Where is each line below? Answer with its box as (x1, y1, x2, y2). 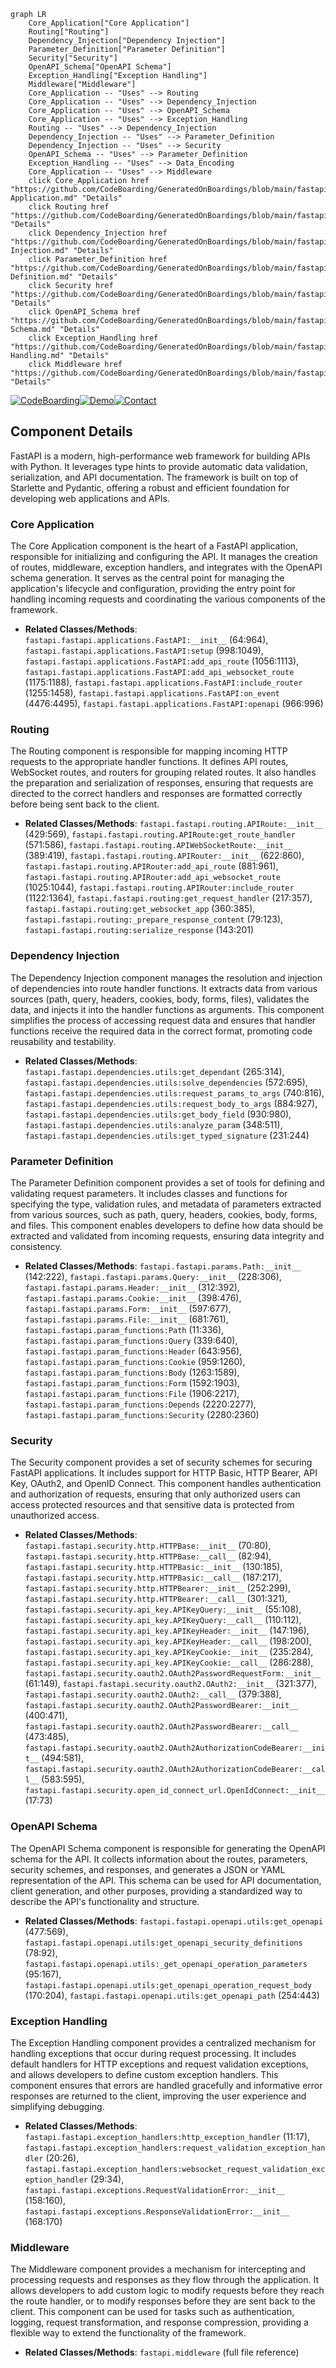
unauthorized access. (10, 1510, 100, 1522)
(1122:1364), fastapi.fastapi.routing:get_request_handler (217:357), (24, 892, 313, 904)
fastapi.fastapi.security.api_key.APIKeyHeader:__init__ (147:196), (24, 1625, 310, 1637)
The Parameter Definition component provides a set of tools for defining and (10, 1177, 325, 1189)
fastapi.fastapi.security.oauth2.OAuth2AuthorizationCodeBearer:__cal (24, 1765, 326, 1775)
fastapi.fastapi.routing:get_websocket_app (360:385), (24, 903, 256, 915)
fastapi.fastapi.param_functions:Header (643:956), (24, 1345, 243, 1357)
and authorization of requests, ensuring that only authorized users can (10, 1488, 301, 1500)
